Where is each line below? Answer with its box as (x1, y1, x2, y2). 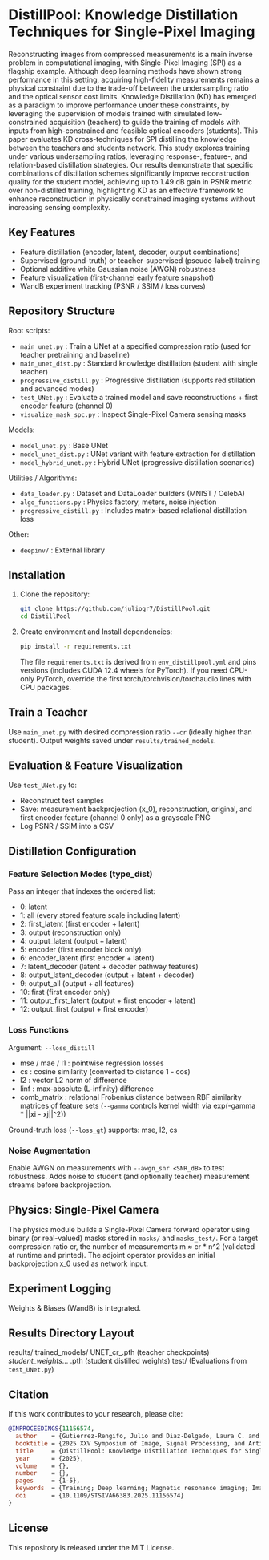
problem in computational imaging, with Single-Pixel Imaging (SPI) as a (8, 58, 242, 67)
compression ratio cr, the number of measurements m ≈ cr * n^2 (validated (8, 1241, 255, 1251)
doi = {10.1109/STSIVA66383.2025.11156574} (15, 1492, 184, 1500)
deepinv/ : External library (19, 545, 106, 555)
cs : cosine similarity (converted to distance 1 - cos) (19, 1066, 191, 1076)
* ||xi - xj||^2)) (19, 1109, 66, 1119)
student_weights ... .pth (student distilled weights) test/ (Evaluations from (8, 1356, 247, 1366)
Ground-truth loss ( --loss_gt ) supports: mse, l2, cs (8, 1125, 178, 1134)
